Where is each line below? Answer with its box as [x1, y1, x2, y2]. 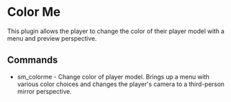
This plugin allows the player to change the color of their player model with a [7, 27, 225, 35]
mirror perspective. [17, 87, 72, 95]
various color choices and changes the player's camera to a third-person [17, 80, 225, 88]
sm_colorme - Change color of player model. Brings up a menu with [17, 72, 210, 81]
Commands [7, 54, 59, 66]
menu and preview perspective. [7, 34, 97, 42]
